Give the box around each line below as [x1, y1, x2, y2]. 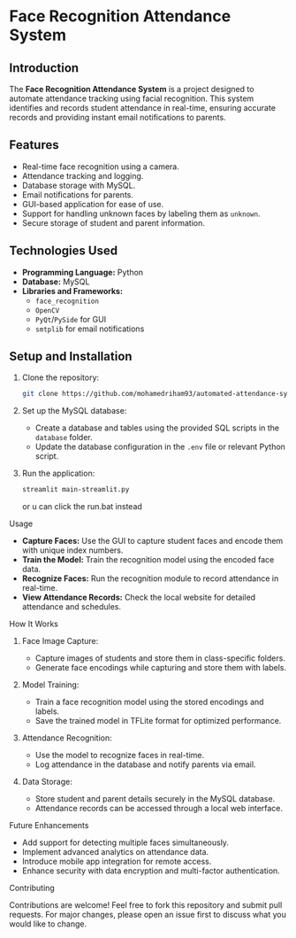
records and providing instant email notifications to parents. [9, 112, 227, 122]
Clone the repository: [21, 372, 100, 383]
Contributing [9, 883, 55, 894]
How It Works [9, 618, 59, 630]
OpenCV [34, 306, 60, 315]
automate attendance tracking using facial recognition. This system [9, 93, 254, 104]
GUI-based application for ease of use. [21, 198, 164, 209]
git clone [21, 390, 59, 399]
